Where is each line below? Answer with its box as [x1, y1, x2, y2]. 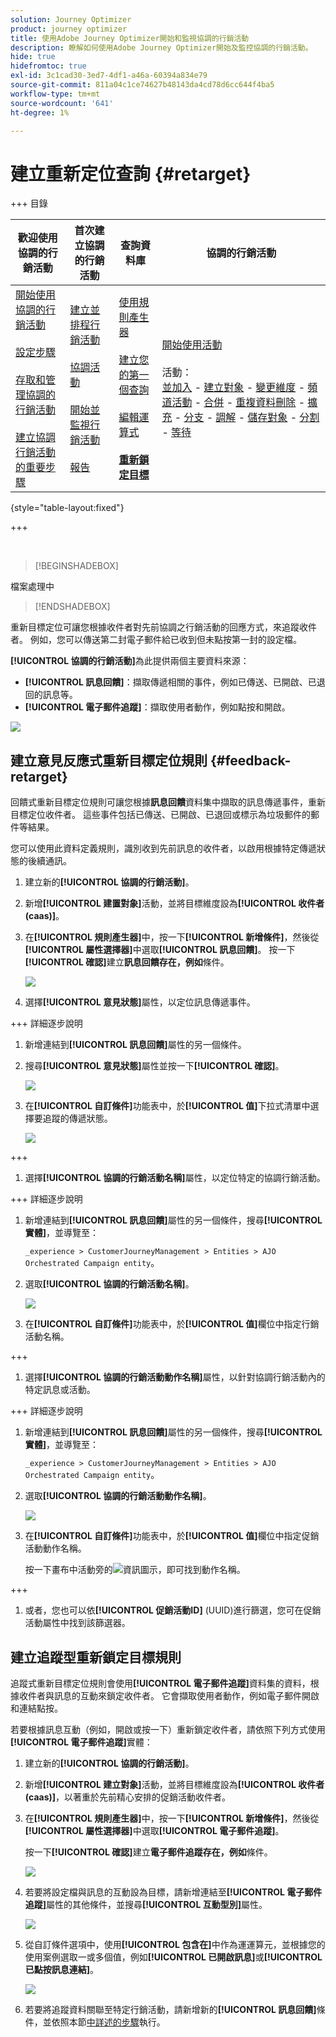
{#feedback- [209, 752, 292, 769]
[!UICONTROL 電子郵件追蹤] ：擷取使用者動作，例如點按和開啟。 [24, 701, 291, 713]
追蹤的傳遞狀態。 [42, 1112, 113, 1125]
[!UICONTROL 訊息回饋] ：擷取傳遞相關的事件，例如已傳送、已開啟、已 [24, 676, 317, 688]
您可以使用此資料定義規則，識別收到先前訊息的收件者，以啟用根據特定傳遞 [10, 842, 317, 855]
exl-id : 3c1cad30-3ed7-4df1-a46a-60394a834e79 [10, 71, 208, 81]
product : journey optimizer [10, 24, 128, 34]
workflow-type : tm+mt [10, 89, 101, 99]
